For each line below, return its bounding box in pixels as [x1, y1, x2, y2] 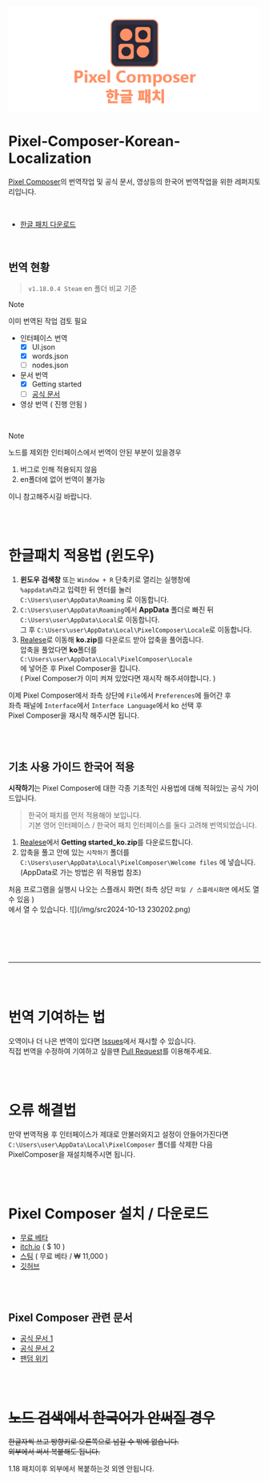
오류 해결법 [8, 1101, 77, 1119]
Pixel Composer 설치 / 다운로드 [8, 1204, 209, 1223]
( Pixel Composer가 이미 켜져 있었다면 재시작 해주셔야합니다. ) [19, 674, 216, 683]
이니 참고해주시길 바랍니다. [8, 492, 92, 501]
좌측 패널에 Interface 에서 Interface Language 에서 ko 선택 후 [8, 701, 203, 710]
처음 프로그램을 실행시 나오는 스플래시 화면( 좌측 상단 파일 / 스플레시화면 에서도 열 [8, 884, 260, 894]
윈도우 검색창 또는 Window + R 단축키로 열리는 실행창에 [19, 575, 191, 584]
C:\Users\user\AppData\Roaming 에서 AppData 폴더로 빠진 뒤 [19, 605, 214, 614]
